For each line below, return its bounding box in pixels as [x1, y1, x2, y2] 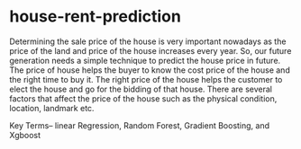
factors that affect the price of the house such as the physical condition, [9, 92, 278, 104]
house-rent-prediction [9, 6, 182, 27]
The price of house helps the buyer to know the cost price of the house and [9, 65, 290, 75]
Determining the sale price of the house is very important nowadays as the [9, 36, 287, 47]
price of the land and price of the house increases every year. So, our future [9, 45, 292, 56]
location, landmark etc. [9, 102, 95, 113]
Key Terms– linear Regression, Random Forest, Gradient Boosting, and [9, 119, 270, 131]
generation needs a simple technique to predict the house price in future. [9, 55, 281, 66]
